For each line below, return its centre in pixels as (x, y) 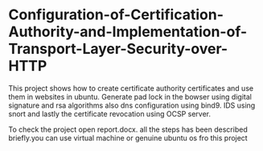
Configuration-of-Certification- (116, 15)
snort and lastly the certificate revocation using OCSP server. (110, 113)
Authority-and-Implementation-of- (128, 32)
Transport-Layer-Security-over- (118, 49)
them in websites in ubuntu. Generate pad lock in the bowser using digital (130, 96)
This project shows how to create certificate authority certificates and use (131, 88)
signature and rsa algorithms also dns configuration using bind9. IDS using (132, 105)
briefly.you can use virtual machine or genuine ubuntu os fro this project (128, 137)
